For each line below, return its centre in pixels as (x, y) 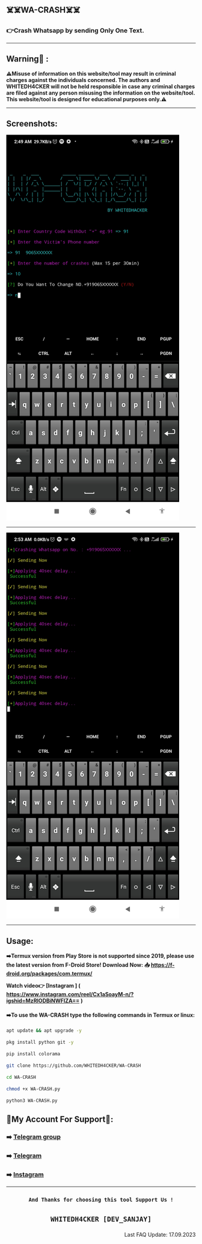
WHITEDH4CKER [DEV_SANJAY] (101, 1219)
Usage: (20, 941)
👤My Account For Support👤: (60, 1119)
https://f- (163, 965)
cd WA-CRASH (21, 1077)
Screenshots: (32, 123)
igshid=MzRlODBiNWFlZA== (43, 1001)
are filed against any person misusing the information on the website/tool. (101, 93)
